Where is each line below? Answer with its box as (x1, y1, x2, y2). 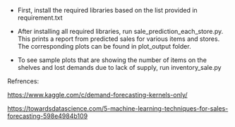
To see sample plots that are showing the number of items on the (17, 56, 207, 64)
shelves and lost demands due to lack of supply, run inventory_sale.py (17, 64, 222, 71)
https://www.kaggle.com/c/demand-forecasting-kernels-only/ (7, 91, 188, 99)
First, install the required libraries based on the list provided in (17, 6, 198, 14)
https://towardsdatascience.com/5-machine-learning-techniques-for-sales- (7, 104, 229, 112)
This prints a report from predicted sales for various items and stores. (17, 35, 220, 43)
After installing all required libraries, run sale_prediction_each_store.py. (17, 28, 224, 35)
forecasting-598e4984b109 (7, 112, 88, 120)
